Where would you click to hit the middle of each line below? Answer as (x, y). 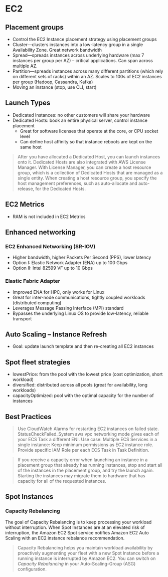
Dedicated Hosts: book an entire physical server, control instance (80, 120)
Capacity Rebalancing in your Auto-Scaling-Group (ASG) (76, 563)
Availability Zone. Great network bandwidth (57, 50)
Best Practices (28, 417)
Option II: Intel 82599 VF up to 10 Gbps (52, 268)
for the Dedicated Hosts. (61, 188)
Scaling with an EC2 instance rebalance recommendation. (65, 538)
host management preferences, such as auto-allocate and (77, 183)
